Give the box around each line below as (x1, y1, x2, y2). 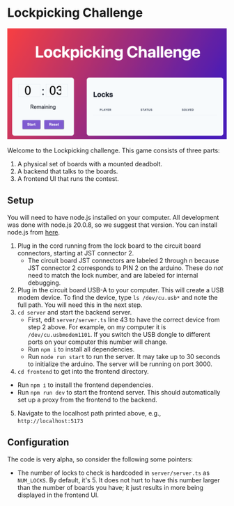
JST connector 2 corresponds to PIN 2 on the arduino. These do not (27, 263, 224, 272)
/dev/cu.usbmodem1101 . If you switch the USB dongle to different (27, 330, 210, 338)
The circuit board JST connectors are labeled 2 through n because (27, 256, 219, 264)
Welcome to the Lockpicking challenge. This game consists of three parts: (7, 146, 221, 155)
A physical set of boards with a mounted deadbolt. (17, 159, 162, 168)
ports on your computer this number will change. (27, 338, 169, 346)
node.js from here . (7, 228, 61, 236)
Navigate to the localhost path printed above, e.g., (17, 409, 162, 417)
